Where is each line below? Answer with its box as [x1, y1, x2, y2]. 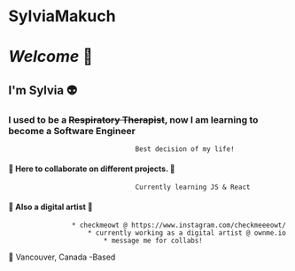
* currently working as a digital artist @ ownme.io [87, 229, 287, 237]
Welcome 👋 [8, 47, 94, 67]
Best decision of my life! [135, 145, 236, 154]
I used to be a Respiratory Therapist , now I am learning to [8, 113, 259, 125]
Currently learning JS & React [135, 183, 251, 192]
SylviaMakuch [8, 6, 116, 26]
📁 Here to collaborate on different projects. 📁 [8, 163, 175, 174]
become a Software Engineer [8, 124, 136, 137]
